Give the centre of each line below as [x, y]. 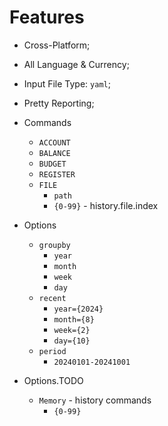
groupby [54, 245]
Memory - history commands [95, 400]
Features [47, 17]
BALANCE [54, 153]
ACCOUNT [54, 142]
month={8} [74, 319]
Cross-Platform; [57, 45]
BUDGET [52, 164]
